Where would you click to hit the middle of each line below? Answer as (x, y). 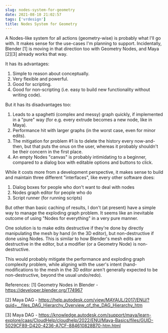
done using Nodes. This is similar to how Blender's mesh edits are (73, 239)
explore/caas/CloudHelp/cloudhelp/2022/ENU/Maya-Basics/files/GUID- (79, 320)
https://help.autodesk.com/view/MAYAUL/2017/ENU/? (94, 300)
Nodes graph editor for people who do (52, 193)
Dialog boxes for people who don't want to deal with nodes (73, 187)
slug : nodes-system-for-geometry (40, 10)
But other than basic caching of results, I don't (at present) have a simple (80, 208)
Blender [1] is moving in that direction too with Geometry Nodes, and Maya (82, 49)
